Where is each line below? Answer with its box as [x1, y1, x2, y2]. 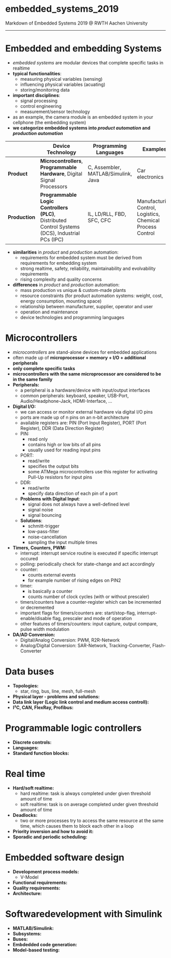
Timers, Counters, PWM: [12, 544, 67, 551]
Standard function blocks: [12, 750, 70, 756]
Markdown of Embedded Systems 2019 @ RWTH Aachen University [5, 20, 148, 26]
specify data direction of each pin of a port [27, 490, 118, 496]
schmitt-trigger [27, 522, 60, 529]
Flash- [152, 642, 166, 648]
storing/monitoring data [20, 86, 70, 93]
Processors [40, 183, 68, 190]
